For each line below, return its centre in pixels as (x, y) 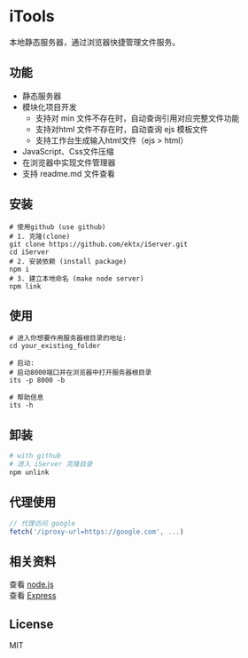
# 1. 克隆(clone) (40, 236)
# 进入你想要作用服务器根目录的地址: (68, 338)
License (31, 624)
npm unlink (29, 472)
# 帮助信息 (27, 398)
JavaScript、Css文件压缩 (68, 151)
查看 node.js (32, 584)
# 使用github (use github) (58, 227)
